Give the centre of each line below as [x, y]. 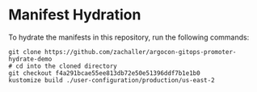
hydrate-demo [30, 59]
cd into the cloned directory [66, 66]
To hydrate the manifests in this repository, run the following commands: [129, 37]
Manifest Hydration [75, 15]
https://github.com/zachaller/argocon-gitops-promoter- [140, 52]
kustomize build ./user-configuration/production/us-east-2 [112, 80]
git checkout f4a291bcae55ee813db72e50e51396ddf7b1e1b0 [104, 73]
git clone [25, 52]
